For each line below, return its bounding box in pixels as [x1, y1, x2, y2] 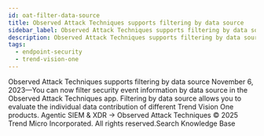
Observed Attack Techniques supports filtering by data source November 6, [8, 76, 254, 86]
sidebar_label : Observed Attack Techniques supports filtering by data [8, 26, 247, 34]
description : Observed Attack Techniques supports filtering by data [8, 33, 241, 42]
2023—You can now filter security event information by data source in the [8, 85, 248, 94]
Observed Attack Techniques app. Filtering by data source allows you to [8, 94, 242, 103]
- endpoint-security [15, 48, 82, 56]
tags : [8, 41, 26, 49]
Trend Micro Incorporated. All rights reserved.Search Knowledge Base [8, 119, 236, 128]
